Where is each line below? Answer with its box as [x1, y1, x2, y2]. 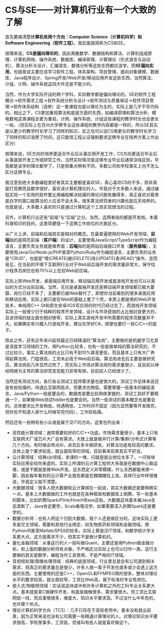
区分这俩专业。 [5, 169, 35, 175]
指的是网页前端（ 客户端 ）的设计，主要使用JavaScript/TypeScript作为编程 [9, 237, 157, 243]
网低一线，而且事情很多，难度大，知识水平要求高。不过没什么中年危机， [12, 595, 158, 601]
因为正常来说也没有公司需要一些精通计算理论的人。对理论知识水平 [20, 613, 154, 619]
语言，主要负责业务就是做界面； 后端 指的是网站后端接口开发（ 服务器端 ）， [5, 243, 153, 249]
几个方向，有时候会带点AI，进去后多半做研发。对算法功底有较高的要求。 [12, 442, 158, 448]
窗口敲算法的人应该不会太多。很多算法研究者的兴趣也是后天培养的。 [21, 198, 159, 204]
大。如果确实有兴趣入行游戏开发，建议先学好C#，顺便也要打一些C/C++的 [5, 321, 153, 327]
